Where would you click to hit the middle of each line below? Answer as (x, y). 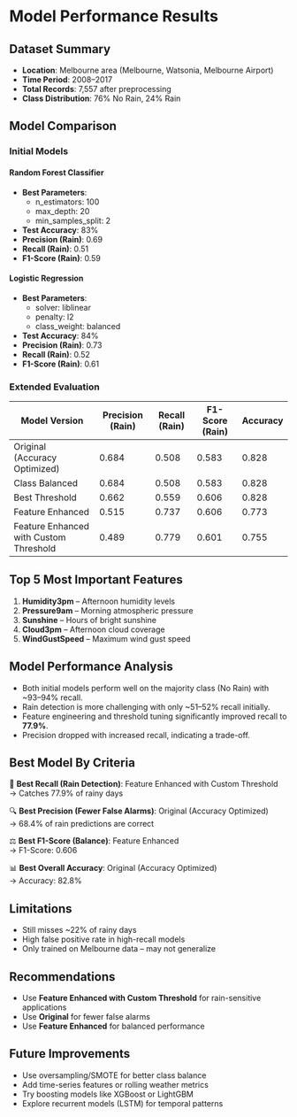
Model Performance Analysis (91, 667)
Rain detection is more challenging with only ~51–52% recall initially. (146, 706)
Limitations (41, 909)
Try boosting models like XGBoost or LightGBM (108, 1094)
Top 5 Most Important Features (96, 580)
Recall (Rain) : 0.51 (55, 249)
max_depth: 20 (62, 211)
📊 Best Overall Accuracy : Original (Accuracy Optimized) (113, 868)
